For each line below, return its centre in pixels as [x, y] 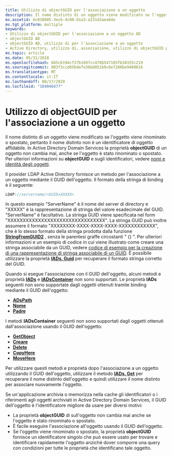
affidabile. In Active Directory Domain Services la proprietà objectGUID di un [86, 148]
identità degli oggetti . [28, 164]
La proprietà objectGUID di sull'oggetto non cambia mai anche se [82, 415]
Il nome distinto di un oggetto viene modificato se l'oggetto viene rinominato [86, 137]
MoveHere [24, 358]
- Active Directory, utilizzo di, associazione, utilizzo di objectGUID [84, 48]
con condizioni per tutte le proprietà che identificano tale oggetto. [82, 448]
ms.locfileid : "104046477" [34, 86]
